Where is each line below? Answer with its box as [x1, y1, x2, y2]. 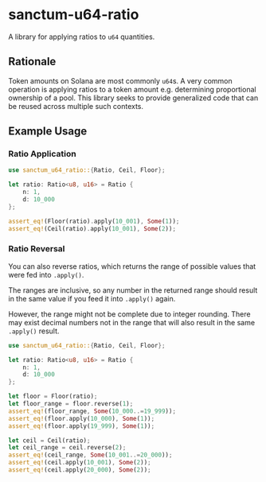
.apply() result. [8, 326, 60, 336]
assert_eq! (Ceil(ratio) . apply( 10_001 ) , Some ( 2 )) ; [8, 224, 177, 232]
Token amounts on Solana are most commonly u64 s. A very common [8, 76, 233, 85]
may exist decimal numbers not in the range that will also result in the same [8, 317, 256, 327]
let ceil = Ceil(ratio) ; [8, 436, 91, 445]
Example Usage [8, 125, 88, 138]
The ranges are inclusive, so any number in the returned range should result [8, 285, 258, 295]
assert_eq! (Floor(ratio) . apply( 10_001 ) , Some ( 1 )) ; [8, 217, 180, 225]
